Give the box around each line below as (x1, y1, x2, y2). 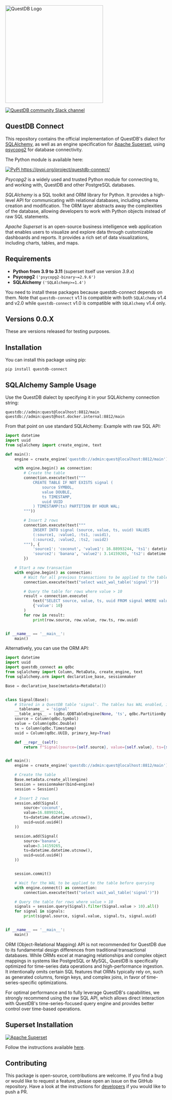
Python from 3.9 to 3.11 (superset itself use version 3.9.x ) (12, 268, 135, 274)
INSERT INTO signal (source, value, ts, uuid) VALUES (32, 527, 150, 533)
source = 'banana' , (24, 838, 60, 844)
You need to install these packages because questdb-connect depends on (5, 289, 163, 295)
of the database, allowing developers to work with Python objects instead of (5, 208, 166, 214)
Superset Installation (5, 1021, 73, 1029)
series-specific (5, 979, 37, 986)
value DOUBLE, (41, 490, 72, 495)
